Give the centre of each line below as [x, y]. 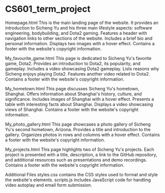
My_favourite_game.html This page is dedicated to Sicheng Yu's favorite [78, 58]
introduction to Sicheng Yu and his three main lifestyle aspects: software [79, 28]
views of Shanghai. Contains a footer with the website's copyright [72, 110]
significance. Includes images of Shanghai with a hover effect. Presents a [80, 99]
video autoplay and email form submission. [49, 185]
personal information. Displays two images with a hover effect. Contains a [80, 43]
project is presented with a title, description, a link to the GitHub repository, [81, 154]
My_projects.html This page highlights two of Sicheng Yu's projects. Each [80, 149]
